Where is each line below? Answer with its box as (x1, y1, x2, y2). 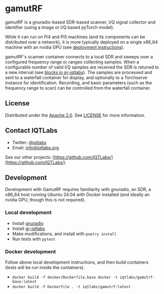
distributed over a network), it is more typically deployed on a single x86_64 (5, 39, 158, 45)
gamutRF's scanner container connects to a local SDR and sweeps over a (5, 53, 153, 59)
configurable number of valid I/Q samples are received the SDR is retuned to (5, 64, 159, 70)
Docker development (5, 248, 56, 255)
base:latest (12, 279, 37, 284)
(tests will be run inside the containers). (5, 264, 85, 270)
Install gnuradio (12, 220, 44, 226)
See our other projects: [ (5, 154, 55, 160)
